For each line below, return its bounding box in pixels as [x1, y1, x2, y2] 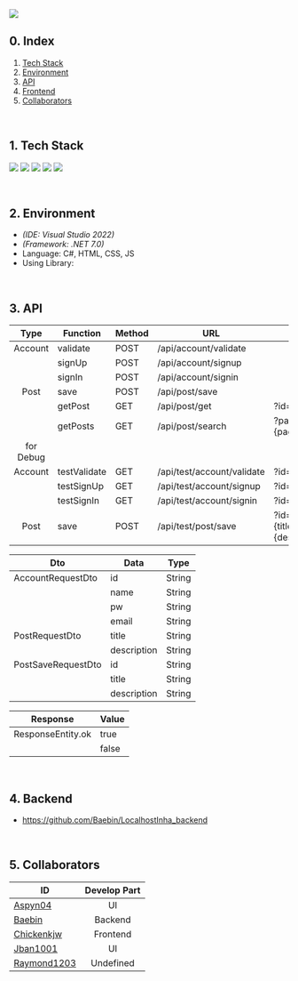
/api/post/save [157, 386, 218, 398]
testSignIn [57, 495, 100, 507]
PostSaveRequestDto [13, 658, 102, 671]
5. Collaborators [9, 857, 100, 872]
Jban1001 [13, 942, 59, 954]
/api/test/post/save [157, 520, 237, 533]
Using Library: [21, 258, 74, 269]
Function [63, 327, 102, 340]
